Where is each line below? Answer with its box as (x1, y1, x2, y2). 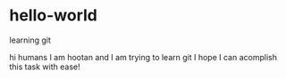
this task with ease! (9, 61, 80, 72)
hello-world (9, 5, 98, 26)
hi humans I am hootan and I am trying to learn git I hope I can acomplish (9, 51, 277, 62)
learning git (9, 35, 52, 45)
